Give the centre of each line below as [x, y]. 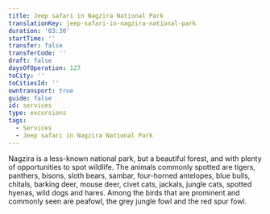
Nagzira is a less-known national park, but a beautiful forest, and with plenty [135, 158]
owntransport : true [41, 91]
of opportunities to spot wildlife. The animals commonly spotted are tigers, [132, 167]
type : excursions [37, 113]
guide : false [30, 98]
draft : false [30, 61]
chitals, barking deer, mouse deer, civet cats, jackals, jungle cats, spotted [130, 184]
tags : [17, 121]
